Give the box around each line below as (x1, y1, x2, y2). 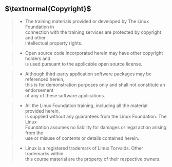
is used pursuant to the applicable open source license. (25, 60, 143, 67)
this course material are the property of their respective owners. (25, 156, 161, 162)
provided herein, (25, 108, 60, 114)
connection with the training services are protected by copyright (25, 29, 161, 35)
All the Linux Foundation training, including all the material (25, 102, 148, 109)
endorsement (25, 87, 54, 93)
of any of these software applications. (25, 92, 106, 98)
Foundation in (25, 24, 54, 30)
